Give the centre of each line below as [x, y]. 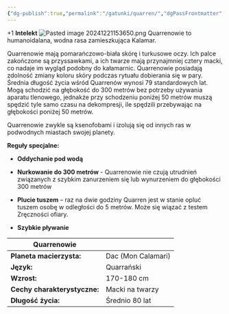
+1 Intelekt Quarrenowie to [99, 33]
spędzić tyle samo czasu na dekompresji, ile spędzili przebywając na [105, 104]
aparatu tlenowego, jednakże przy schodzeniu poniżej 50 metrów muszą [110, 97]
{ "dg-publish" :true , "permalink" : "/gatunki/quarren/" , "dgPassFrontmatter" [115, 13]
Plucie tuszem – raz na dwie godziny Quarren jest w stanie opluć [109, 200]
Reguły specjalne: [33, 145]
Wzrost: [24, 278]
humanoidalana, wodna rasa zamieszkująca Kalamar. [82, 40]
